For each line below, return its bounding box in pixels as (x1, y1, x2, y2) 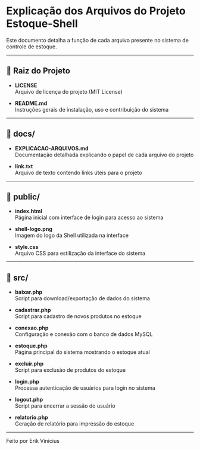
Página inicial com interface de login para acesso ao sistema (14, 214, 164, 221)
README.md (14, 100, 48, 107)
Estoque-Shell (6, 17, 79, 30)
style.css (14, 244, 39, 251)
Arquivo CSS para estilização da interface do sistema (14, 249, 146, 257)
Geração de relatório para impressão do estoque (14, 420, 135, 427)
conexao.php (14, 324, 49, 332)
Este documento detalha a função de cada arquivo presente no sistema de (6, 36, 189, 44)
